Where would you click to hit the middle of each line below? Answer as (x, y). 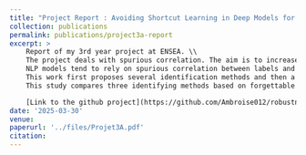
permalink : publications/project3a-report (91, 35)
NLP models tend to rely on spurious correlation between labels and (161, 69)
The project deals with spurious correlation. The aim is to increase (163, 60)
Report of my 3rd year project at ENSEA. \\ (112, 52)
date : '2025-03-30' (46, 110)
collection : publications (58, 26)
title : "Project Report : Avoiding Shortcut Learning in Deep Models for (153, 18)
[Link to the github (65, 102)
